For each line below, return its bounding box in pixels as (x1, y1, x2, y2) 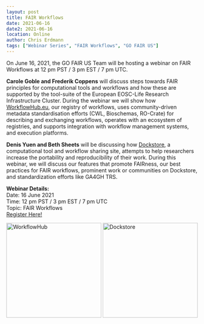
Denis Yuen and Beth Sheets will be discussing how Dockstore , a (6, 141, 171, 148)
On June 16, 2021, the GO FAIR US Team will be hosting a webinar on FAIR (6, 59, 191, 67)
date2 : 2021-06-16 (6, 25, 53, 32)
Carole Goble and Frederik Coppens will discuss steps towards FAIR (6, 77, 178, 85)
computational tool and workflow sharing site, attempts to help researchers (6, 147, 194, 155)
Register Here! (6, 211, 42, 218)
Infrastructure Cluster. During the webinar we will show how (6, 96, 156, 104)
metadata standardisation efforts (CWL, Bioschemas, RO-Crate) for (6, 110, 174, 117)
